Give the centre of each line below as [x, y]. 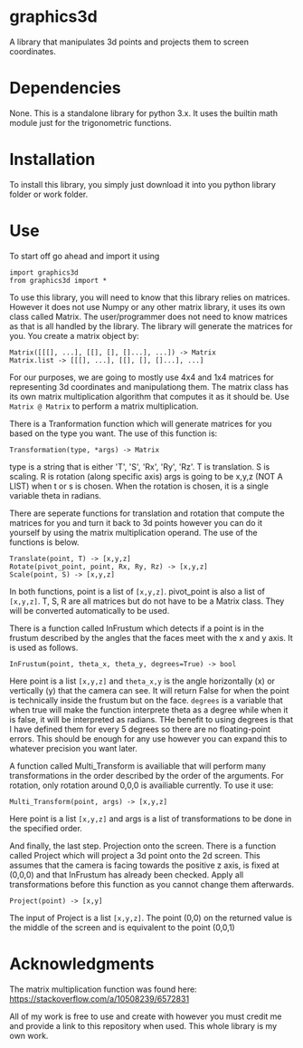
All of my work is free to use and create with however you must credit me [146, 1016]
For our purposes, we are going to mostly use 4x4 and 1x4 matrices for [142, 377]
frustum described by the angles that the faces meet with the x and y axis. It [151, 637]
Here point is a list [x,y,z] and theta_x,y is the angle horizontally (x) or [142, 681]
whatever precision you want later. [74, 748]
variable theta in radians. [56, 495]
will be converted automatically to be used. [90, 610]
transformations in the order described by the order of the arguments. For [147, 775]
